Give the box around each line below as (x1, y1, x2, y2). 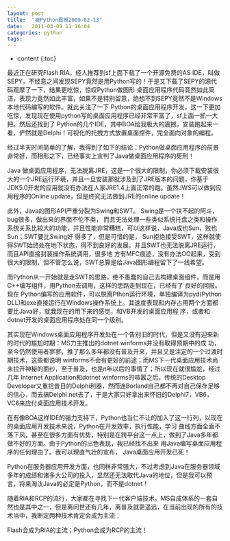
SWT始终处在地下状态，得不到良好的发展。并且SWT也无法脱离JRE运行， (12, 241, 220, 249)
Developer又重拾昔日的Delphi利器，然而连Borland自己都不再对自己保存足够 (7, 382, 220, 390)
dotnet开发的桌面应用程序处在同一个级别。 (7, 316, 128, 324)
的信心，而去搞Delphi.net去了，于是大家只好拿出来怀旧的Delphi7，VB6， (7, 391, 214, 399)
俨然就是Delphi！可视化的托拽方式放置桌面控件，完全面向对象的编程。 (18, 128, 217, 137)
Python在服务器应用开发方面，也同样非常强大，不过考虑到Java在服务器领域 (7, 463, 220, 471)
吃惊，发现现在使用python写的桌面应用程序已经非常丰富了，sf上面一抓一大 (7, 111, 218, 120)
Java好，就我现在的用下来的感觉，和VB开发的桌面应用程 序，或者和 (18, 307, 211, 316)
